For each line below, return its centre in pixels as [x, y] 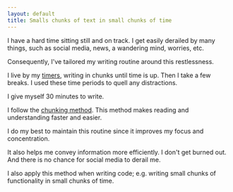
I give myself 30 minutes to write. [56, 96]
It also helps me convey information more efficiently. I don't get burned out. [117, 152]
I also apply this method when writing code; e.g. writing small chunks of [112, 173]
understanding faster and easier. [55, 117]
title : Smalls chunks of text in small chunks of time [90, 20]
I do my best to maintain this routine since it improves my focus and [106, 131]
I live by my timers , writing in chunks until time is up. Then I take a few [109, 75]
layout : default [31, 14]
